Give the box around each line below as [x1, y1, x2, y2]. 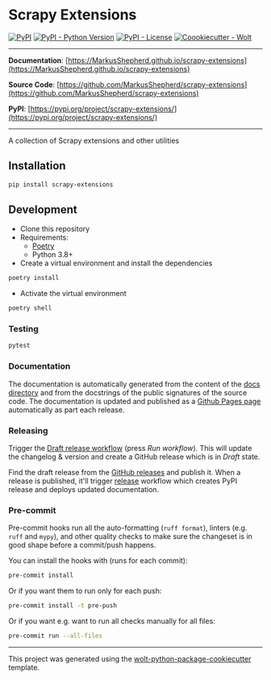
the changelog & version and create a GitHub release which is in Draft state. [8, 452, 261, 461]
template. [8, 662, 40, 672]
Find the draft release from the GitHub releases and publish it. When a [8, 467, 241, 477]
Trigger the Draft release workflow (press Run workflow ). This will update [8, 443, 252, 453]
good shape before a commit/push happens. [8, 540, 156, 550]
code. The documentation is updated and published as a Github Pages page [8, 396, 261, 406]
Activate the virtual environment [19, 289, 127, 298]
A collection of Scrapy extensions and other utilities [8, 136, 180, 145]
